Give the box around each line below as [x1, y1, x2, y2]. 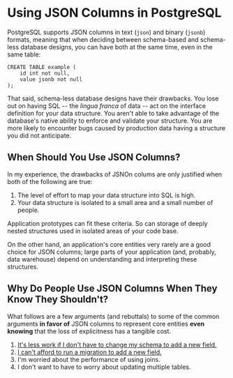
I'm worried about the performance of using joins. [17, 355, 160, 363]
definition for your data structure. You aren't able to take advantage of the [7, 109, 220, 117]
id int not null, [20, 70, 70, 77]
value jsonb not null [20, 75, 82, 83]
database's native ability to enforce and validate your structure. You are [7, 116, 213, 125]
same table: [7, 50, 41, 59]
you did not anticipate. [7, 131, 72, 139]
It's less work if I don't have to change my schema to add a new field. [17, 340, 218, 349]
